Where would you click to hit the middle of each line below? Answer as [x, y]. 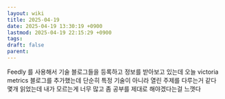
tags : [15, 39]
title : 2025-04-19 [33, 20]
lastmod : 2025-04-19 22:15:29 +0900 [59, 32]
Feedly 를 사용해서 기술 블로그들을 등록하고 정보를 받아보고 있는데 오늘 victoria [113, 72]
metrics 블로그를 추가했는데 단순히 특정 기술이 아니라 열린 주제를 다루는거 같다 [112, 80]
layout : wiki [26, 13]
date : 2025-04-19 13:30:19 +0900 [55, 26]
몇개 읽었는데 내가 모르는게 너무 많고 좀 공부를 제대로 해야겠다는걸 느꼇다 [104, 89]
